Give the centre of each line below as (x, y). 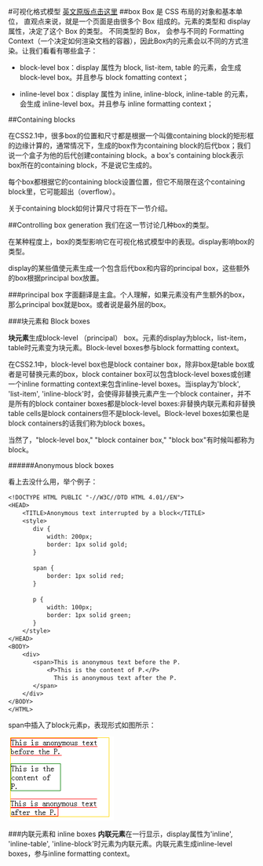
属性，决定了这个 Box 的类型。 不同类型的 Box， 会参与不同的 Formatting (126, 31)
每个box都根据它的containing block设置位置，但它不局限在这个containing (127, 182)
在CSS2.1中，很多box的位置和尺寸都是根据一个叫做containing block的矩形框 (131, 135)
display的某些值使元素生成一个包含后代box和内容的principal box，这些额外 (129, 268)
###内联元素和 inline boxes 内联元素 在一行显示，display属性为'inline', (121, 834)
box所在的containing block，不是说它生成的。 (82, 165)
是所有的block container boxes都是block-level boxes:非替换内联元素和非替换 (132, 404)
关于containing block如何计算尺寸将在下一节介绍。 (90, 208)
